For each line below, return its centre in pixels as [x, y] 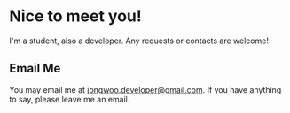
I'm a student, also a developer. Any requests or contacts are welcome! [139, 41]
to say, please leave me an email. [70, 99]
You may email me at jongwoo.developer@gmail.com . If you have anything [145, 89]
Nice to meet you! [75, 16]
